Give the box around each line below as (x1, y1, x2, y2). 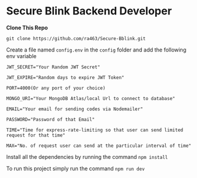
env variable (6, 52, 37, 59)
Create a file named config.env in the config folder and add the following (6, 46, 187, 53)
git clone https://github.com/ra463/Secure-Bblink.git (6, 35, 146, 41)
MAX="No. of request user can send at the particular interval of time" (6, 143, 192, 149)
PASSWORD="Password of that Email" (6, 116, 95, 122)
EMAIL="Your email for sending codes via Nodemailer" (6, 106, 144, 112)
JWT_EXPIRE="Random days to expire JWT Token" (6, 74, 125, 80)
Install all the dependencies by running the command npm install (6, 153, 168, 160)
